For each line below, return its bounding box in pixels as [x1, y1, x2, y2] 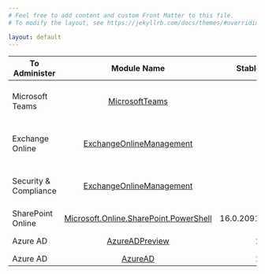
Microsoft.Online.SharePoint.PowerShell [64, 213, 212, 224]
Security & [12, 176, 51, 187]
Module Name [111, 63, 166, 74]
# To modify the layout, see [8, 19, 104, 27]
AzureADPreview [106, 235, 170, 246]
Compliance [12, 186, 57, 197]
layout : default [8, 33, 62, 41]
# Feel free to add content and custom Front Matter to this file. [8, 11, 235, 20]
